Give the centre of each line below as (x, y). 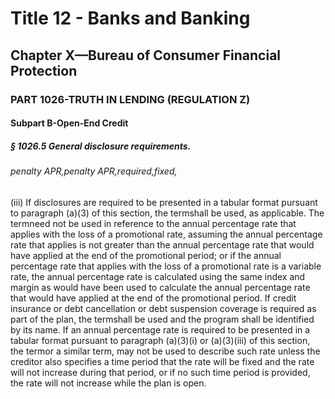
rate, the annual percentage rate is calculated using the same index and (158, 276)
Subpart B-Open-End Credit (69, 123)
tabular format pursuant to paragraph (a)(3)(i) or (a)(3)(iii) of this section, (160, 340)
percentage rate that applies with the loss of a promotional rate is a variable (166, 266)
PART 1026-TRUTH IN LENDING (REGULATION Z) (130, 99)
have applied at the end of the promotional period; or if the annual (146, 255)
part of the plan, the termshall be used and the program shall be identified (162, 319)
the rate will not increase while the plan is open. (108, 383)
